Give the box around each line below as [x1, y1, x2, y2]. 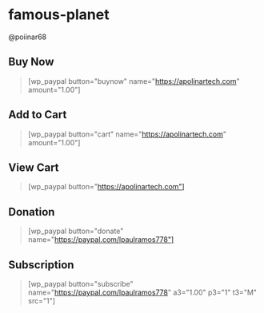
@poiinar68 [8, 32, 47, 42]
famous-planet [8, 6, 110, 24]
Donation [8, 205, 55, 219]
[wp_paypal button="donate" [27, 226, 124, 236]
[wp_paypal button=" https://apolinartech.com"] [27, 182, 186, 192]
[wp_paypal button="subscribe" [27, 279, 134, 288]
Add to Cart [8, 108, 67, 121]
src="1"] [27, 296, 56, 305]
